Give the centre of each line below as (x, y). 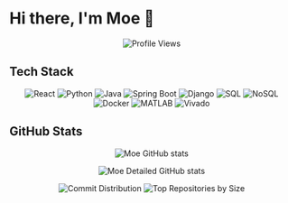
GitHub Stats (46, 131)
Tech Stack (42, 72)
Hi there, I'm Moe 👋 (82, 18)
